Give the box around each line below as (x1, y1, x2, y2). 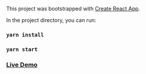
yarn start (6, 46, 38, 53)
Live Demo (6, 60, 38, 69)
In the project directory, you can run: (6, 17, 96, 23)
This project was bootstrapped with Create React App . (6, 5, 141, 12)
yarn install (6, 31, 44, 38)
